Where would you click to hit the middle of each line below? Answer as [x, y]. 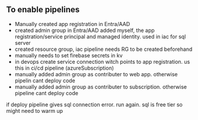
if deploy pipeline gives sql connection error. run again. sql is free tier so [94, 104]
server [23, 43]
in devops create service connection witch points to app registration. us [102, 61]
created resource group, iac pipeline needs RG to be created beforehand [103, 49]
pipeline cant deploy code [47, 93]
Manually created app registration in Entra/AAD [72, 24]
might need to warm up [35, 111]
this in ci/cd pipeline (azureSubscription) [64, 68]
